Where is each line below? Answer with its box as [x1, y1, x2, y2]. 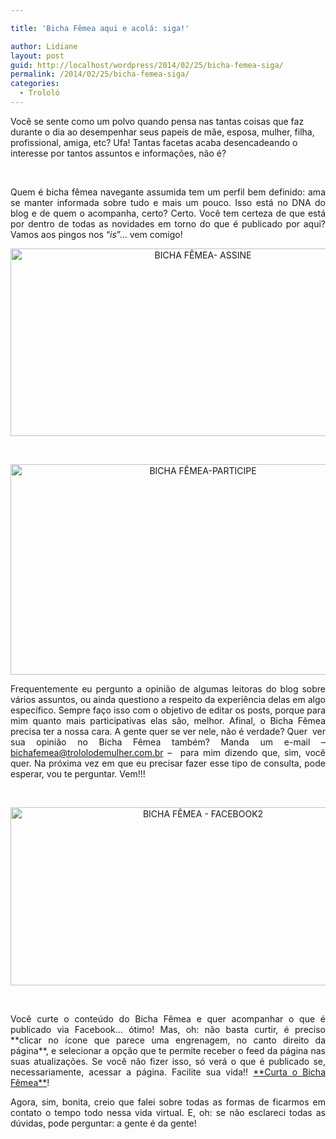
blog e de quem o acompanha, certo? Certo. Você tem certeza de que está [10, 207, 326, 219]
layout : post [10, 51, 65, 61]
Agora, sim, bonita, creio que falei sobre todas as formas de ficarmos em [10, 1096, 326, 1108]
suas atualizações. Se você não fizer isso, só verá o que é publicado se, [10, 1055, 326, 1067]
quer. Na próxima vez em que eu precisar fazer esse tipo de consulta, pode [10, 757, 326, 769]
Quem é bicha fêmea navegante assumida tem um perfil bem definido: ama [10, 186, 326, 198]
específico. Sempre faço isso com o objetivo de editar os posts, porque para [10, 704, 326, 716]
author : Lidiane [10, 41, 78, 51]
